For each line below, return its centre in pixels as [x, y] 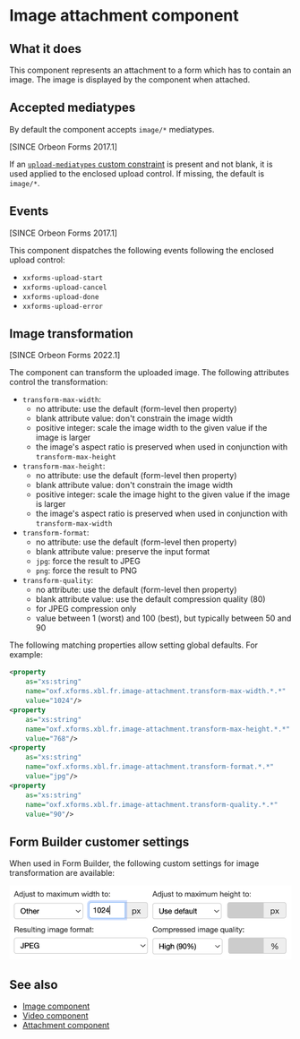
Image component [56, 1006]
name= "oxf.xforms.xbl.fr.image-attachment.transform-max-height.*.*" [158, 729]
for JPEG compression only [86, 609]
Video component [55, 1016]
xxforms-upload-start [62, 278]
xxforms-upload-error [62, 306]
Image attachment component [124, 16]
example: [26, 655]
